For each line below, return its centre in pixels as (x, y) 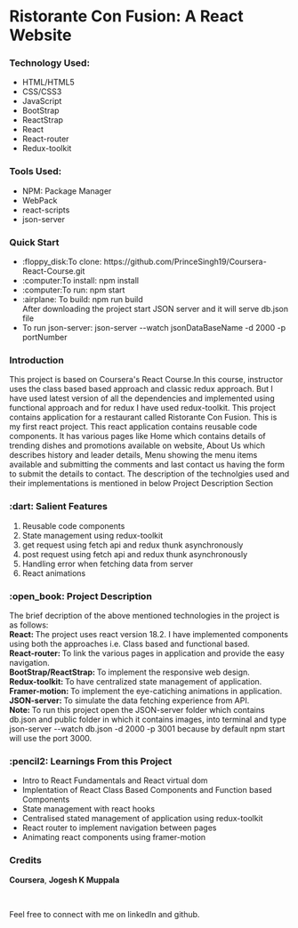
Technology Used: (50, 63)
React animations (54, 573)
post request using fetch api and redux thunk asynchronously (135, 554)
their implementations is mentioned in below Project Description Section (141, 484)
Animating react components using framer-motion (114, 837)
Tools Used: (36, 172)
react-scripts (46, 210)
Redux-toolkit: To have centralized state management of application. (136, 681)
